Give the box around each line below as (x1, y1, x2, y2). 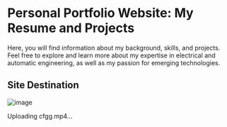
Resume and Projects (7, 20, 135, 36)
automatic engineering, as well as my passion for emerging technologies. (7, 58, 221, 67)
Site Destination (7, 79, 79, 92)
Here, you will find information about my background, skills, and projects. (7, 43, 221, 52)
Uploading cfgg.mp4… (7, 111, 73, 120)
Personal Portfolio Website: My (7, 5, 194, 21)
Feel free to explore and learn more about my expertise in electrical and (7, 51, 216, 60)
